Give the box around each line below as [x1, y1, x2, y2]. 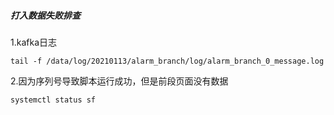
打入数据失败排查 [10, 9, 81, 21]
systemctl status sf [10, 95, 97, 105]
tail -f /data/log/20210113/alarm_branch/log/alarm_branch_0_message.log [10, 56, 325, 66]
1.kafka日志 [10, 36, 57, 48]
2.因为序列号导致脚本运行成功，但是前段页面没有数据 [10, 75, 229, 87]
